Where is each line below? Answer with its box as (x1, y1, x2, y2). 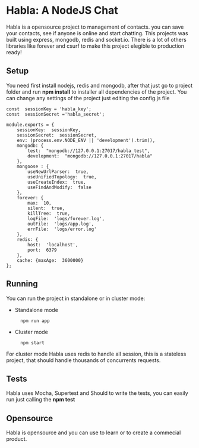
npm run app (20, 317, 50, 324)
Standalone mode (14, 306, 58, 313)
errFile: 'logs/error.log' (27, 226, 97, 232)
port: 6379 (27, 247, 58, 253)
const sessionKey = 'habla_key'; (6, 106, 92, 112)
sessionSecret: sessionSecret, (17, 132, 97, 138)
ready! (6, 48, 22, 55)
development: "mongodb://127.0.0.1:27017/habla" (27, 153, 153, 159)
